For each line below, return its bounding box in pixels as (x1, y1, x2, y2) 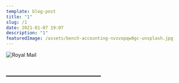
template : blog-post (6, 8, 57, 15)
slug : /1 (6, 19, 27, 25)
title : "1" (6, 14, 33, 20)
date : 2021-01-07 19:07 (6, 24, 64, 31)
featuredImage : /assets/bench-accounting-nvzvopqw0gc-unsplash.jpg (6, 35, 174, 41)
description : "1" (6, 30, 48, 36)
